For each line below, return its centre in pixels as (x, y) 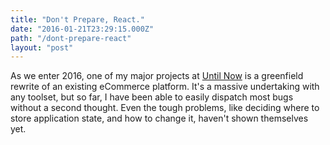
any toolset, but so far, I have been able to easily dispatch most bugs (152, 97)
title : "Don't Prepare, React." (77, 19)
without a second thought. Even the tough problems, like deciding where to (165, 108)
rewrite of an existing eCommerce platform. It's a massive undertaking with (165, 87)
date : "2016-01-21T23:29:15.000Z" (82, 29)
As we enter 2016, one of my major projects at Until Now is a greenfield (157, 76)
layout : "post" (42, 47)
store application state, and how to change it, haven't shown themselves (159, 118)
